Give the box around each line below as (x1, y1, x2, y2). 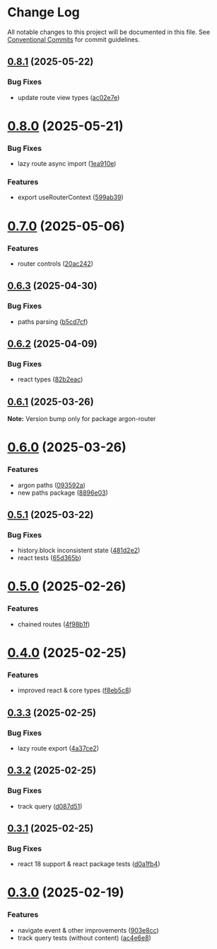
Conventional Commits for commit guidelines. (7, 35, 140, 43)
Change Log (7, 4, 80, 21)
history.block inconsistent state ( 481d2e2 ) (17, 546, 141, 555)
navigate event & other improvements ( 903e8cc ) (17, 926, 159, 934)
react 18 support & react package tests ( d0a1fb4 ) (17, 860, 160, 868)
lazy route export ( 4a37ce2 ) (17, 743, 99, 752)
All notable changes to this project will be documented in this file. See (7, 28, 211, 36)
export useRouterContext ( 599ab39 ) (17, 193, 124, 202)
